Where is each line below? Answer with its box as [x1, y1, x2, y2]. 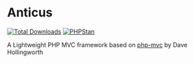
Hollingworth [7, 48, 43, 56]
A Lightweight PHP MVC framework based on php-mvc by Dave [7, 40, 188, 49]
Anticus [7, 5, 53, 21]
